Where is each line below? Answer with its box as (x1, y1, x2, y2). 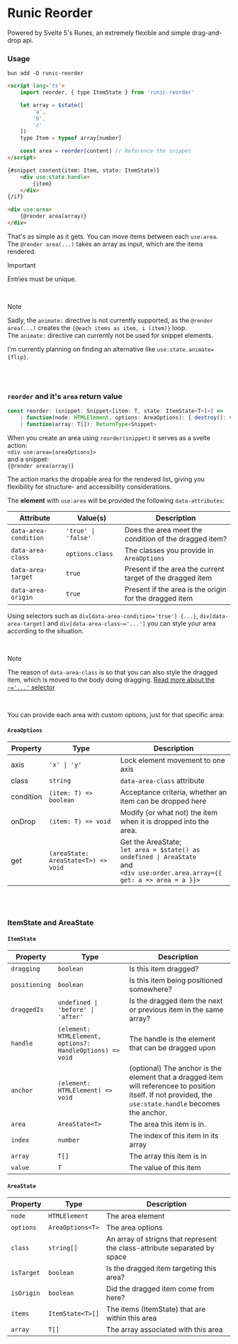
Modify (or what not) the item (120, 808, 218, 818)
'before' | (57, 1006, 94, 1014)
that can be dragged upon (129, 1043, 216, 1053)
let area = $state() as (120, 846, 200, 854)
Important (7, 261, 36, 269)
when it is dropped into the (120, 816, 210, 826)
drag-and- (191, 28, 222, 37)
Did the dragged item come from (106, 1284, 215, 1294)
